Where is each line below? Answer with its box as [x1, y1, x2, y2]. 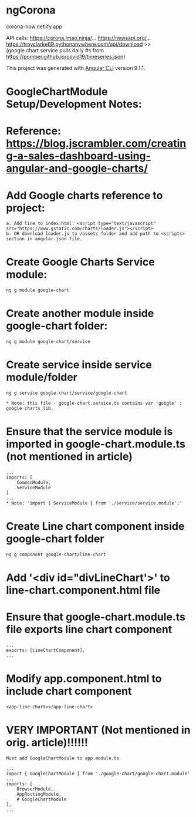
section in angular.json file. [6, 236, 83, 242]
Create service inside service [6, 358, 153, 372]
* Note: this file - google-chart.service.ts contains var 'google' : [6, 401, 183, 406]
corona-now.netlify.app [6, 23, 63, 30]
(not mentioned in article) [6, 450, 133, 463]
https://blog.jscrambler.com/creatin [6, 137, 187, 150]
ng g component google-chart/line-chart [6, 552, 107, 557]
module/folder [6, 371, 77, 384]
